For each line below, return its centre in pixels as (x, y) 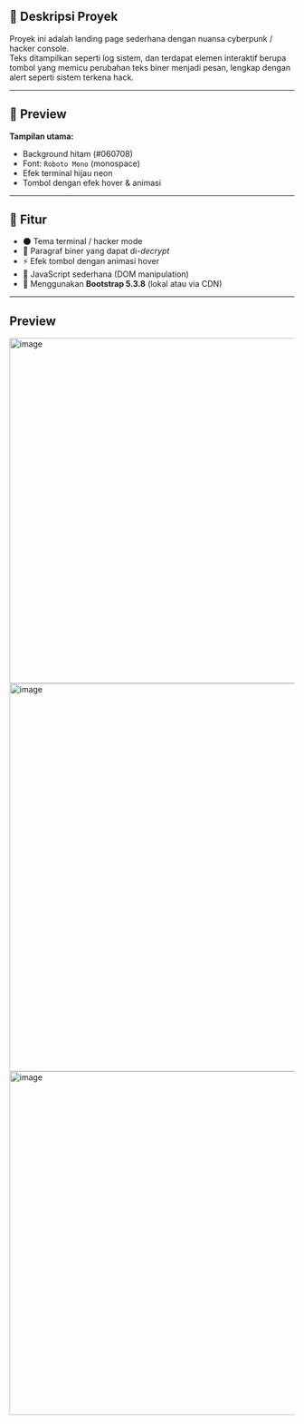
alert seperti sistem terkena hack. (71, 77)
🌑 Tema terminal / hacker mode (82, 241)
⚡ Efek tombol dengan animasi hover (91, 261)
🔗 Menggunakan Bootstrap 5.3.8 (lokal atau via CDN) (122, 284)
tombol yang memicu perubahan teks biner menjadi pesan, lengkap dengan (150, 67)
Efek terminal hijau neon (67, 172)
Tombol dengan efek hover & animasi (91, 182)
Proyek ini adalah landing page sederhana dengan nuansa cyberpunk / (141, 38)
